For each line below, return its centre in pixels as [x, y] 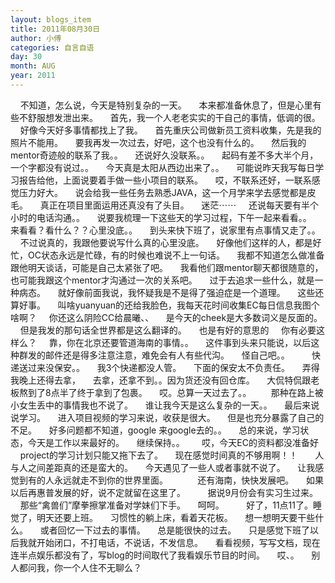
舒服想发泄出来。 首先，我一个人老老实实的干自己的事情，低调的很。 [174, 117]
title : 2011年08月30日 [55, 29]
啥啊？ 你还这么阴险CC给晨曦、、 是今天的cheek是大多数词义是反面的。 [166, 317]
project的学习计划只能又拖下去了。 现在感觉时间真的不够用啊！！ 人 [172, 455]
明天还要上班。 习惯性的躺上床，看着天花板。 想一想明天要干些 [176, 517]
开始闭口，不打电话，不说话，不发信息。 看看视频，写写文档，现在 [178, 542]
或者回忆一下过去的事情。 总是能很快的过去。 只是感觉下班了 [175, 530]
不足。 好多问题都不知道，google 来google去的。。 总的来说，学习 [155, 430]
